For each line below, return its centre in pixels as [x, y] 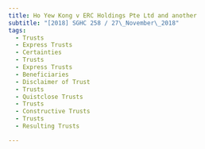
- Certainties [39, 52]
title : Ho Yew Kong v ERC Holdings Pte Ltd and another [102, 15]
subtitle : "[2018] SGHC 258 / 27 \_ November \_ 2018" [94, 23]
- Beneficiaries [42, 74]
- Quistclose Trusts [49, 97]
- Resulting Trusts [48, 126]
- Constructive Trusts [53, 112]
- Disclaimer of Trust [53, 82]
